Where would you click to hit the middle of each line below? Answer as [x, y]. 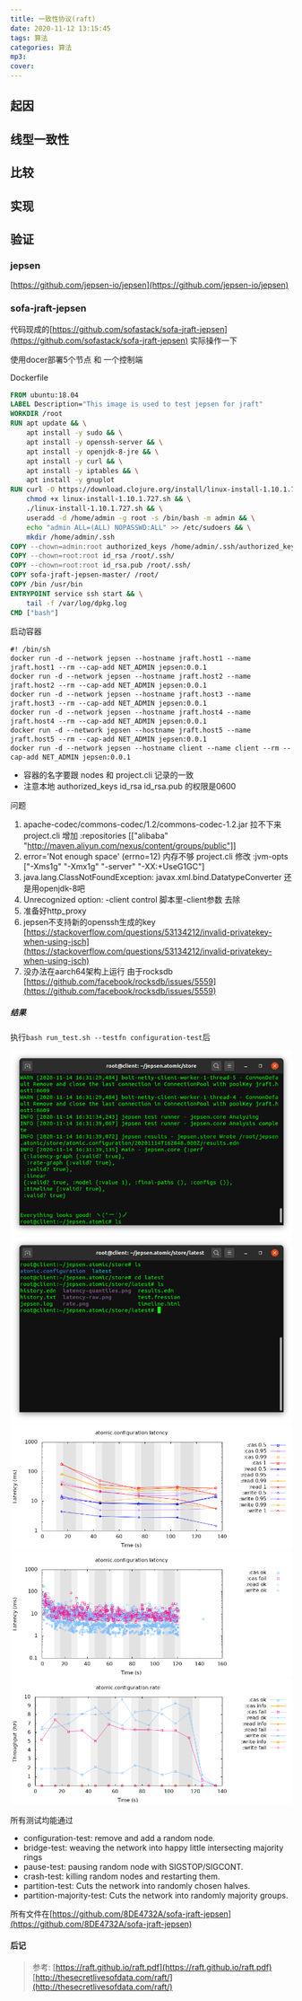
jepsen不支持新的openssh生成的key [89, 921]
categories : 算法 [41, 48]
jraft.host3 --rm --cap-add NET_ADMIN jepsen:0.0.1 [108, 703]
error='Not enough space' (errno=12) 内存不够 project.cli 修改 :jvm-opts [155, 856]
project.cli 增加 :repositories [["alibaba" [95, 835]
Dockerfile [29, 377]
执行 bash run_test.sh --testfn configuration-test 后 [110, 1036]
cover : [22, 66]
